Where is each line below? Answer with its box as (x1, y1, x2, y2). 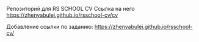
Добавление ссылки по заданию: (6, 23, 93, 30)
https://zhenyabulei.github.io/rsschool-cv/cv (6, 11, 118, 19)
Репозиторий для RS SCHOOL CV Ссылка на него (6, 5, 136, 12)
